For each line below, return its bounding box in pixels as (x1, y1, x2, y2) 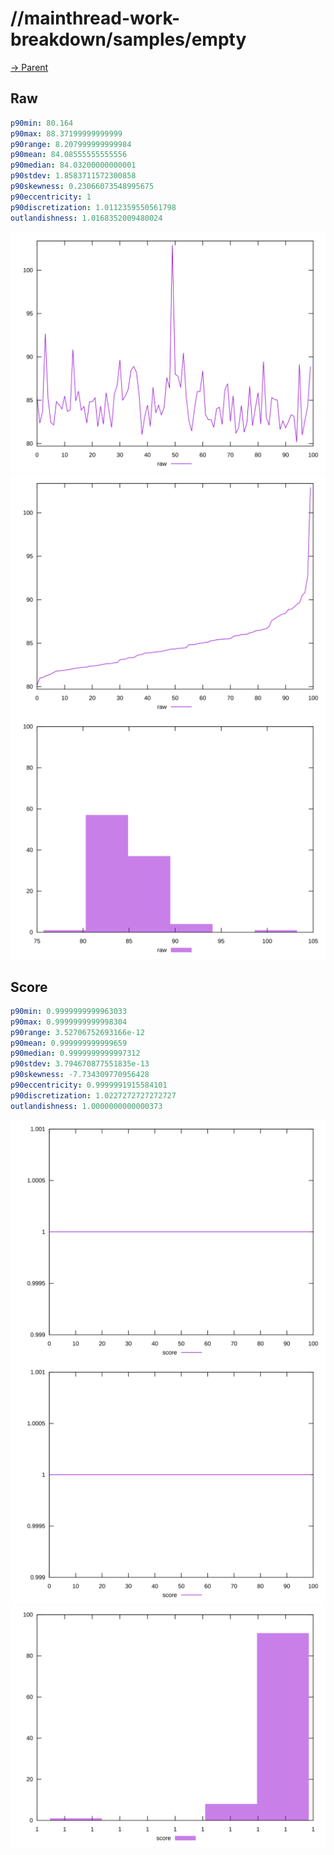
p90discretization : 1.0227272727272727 (10, 1090, 177, 1101)
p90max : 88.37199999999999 (10, 128, 123, 139)
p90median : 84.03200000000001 (10, 160, 137, 171)
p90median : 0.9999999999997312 (10, 1048, 141, 1059)
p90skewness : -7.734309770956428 (10, 1070, 150, 1080)
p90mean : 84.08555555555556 (10, 150, 128, 160)
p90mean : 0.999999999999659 (10, 1038, 128, 1048)
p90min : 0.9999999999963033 (10, 1006, 128, 1016)
